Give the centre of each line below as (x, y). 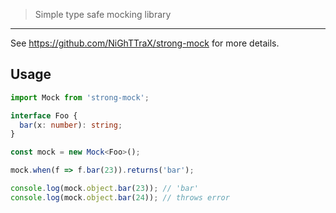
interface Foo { (44, 115)
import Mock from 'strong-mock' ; (80, 97)
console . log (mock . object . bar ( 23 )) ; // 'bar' (104, 189)
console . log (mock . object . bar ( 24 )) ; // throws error (120, 197)
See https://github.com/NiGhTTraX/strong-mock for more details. (145, 43)
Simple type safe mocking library (103, 14)
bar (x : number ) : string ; (71, 125)
